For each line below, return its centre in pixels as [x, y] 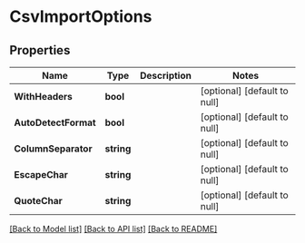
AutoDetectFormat [55, 122]
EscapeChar [41, 175]
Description [166, 76]
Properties [40, 50]
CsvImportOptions [81, 17]
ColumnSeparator [53, 149]
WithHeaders [43, 97]
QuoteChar [39, 201]
